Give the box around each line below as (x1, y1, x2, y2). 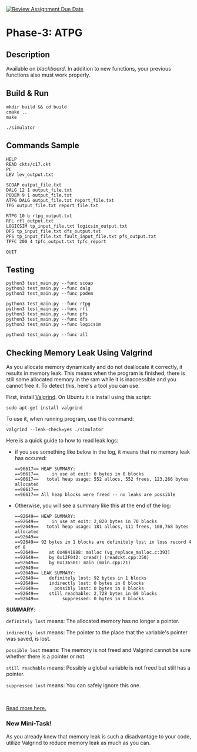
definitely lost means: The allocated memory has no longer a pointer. (6, 618, 179, 625)
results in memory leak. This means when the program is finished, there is (6, 370, 185, 377)
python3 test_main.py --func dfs (6, 317, 88, 322)
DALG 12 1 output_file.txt (6, 187, 72, 193)
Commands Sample (6, 141, 79, 151)
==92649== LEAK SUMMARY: (14, 570, 76, 576)
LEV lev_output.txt (6, 171, 54, 178)
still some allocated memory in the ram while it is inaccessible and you (6, 376, 176, 383)
